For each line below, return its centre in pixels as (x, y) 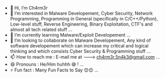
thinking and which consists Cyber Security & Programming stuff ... (80, 51)
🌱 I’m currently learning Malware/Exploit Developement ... (70, 35)
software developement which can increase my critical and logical (79, 46)
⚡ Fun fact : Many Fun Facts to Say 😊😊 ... (54, 70)
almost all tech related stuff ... (41, 30)
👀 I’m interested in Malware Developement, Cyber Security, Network (81, 13)
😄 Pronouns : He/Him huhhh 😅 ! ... (47, 64)
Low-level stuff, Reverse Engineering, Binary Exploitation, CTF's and (81, 24)
